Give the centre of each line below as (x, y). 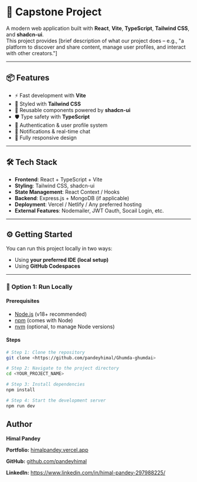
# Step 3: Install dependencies (45, 385)
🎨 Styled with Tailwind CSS (47, 104)
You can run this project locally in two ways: (59, 248)
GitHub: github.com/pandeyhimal (46, 461)
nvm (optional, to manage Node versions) (65, 326)
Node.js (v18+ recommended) (50, 314)
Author (19, 424)
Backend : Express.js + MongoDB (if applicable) (72, 198)
